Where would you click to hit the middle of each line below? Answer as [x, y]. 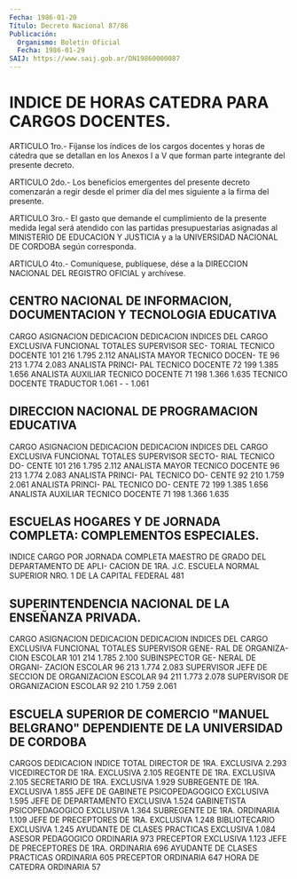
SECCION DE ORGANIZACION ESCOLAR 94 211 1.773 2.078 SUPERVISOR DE [149, 677]
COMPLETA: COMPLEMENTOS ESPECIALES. [134, 535]
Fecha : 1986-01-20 [43, 17]
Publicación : [33, 34]
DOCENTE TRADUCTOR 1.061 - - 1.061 [79, 384]
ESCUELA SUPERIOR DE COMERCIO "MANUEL [139, 714]
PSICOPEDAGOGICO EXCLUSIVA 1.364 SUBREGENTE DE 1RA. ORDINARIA [145, 810]
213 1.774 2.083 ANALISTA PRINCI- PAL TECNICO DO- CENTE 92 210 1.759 [147, 475]
